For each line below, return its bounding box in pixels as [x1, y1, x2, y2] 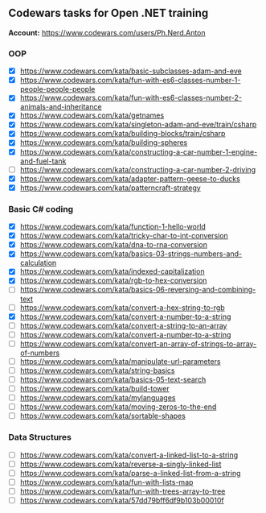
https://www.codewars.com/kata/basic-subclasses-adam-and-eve [19, 66, 243, 76]
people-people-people [19, 85, 96, 94]
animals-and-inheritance [19, 102, 102, 112]
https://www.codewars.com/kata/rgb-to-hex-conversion [19, 275, 207, 285]
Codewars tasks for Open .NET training [8, 6, 209, 20]
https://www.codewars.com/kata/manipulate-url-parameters [19, 356, 221, 366]
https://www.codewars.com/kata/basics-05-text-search [19, 374, 207, 384]
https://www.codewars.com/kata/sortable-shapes [19, 411, 186, 421]
